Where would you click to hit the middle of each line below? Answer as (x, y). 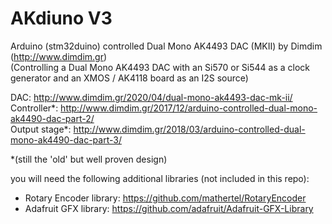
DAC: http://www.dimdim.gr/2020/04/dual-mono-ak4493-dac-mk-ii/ (151, 97)
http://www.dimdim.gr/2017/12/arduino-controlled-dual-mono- (189, 108)
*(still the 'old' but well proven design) (89, 159)
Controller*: (34, 108)
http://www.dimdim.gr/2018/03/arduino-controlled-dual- (189, 129)
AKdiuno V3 (61, 18)
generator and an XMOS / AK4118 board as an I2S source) (129, 78)
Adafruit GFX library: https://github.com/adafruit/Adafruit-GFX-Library (169, 208)
